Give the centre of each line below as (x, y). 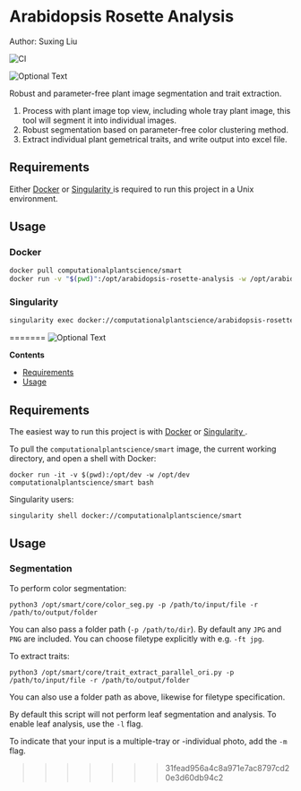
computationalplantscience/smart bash (82, 483)
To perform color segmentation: (68, 588)
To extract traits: (39, 656)
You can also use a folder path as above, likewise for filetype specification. (147, 697)
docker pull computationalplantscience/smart (95, 271)
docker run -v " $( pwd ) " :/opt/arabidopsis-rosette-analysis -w (128, 279)
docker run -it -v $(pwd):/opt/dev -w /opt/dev (100, 475)
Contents (27, 355)
